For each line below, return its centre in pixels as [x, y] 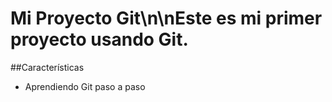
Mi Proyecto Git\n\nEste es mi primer [166, 18]
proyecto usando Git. [99, 39]
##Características [47, 67]
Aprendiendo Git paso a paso [85, 86]
